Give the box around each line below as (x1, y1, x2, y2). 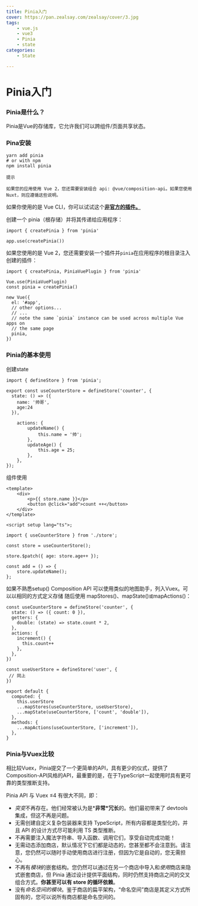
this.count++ (21, 640, 54, 646)
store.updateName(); (17, 569, 67, 575)
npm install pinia (6, 163, 51, 169)
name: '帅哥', (17, 399, 50, 405)
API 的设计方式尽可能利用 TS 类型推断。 (21, 827, 119, 834)
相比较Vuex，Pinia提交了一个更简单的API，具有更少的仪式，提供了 (6, 764, 168, 771)
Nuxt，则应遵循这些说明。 (6, 192, 61, 199)
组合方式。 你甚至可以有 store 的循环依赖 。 (14, 879, 119, 885)
